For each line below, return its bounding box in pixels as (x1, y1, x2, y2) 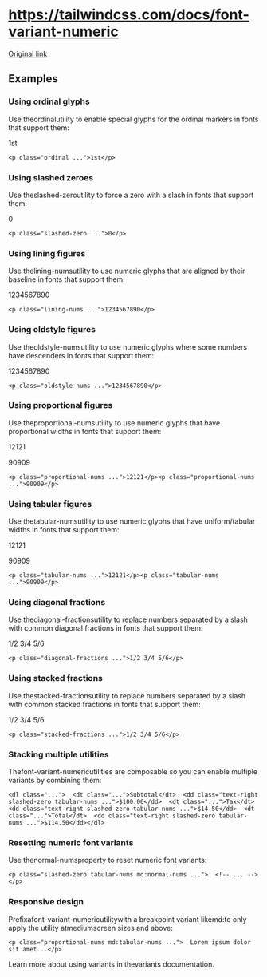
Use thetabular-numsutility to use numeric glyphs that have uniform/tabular (8, 516, 256, 526)
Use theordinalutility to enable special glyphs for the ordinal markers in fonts (8, 114, 259, 124)
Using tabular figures (8, 498, 92, 509)
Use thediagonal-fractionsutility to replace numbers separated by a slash (8, 615, 249, 624)
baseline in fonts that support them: (8, 275, 125, 284)
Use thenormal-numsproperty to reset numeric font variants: (8, 856, 207, 865)
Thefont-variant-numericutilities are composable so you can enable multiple (8, 767, 257, 776)
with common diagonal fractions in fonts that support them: (8, 623, 203, 633)
